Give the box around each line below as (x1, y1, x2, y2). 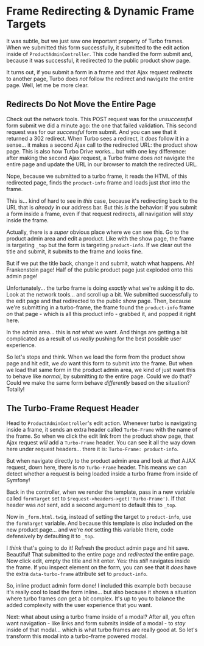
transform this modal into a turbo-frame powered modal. (6, 632, 148, 640)
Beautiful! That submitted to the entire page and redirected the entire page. (6, 550, 195, 558)
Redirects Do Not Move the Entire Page (6, 99, 157, 110)
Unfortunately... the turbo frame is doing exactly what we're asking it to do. (6, 284, 195, 292)
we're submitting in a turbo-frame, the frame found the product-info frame (6, 303, 195, 311)
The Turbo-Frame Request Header (6, 403, 139, 413)
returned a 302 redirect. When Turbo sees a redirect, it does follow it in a (6, 135, 189, 142)
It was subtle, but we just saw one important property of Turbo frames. (6, 37, 184, 44)
